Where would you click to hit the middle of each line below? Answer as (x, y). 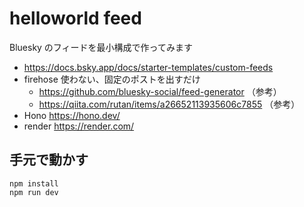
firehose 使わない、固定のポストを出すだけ (112, 79)
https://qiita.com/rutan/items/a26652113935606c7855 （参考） (169, 104)
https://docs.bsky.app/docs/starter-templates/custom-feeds (148, 67)
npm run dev (34, 192)
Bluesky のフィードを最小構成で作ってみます (101, 47)
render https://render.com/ (79, 126)
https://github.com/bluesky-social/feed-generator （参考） (160, 91)
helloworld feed (75, 18)
